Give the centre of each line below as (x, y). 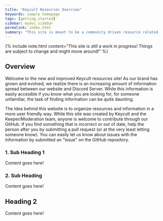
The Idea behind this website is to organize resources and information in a (80, 108)
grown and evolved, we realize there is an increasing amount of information (81, 83)
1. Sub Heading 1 (25, 152)
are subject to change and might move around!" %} (57, 51)
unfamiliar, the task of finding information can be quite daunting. (70, 99)
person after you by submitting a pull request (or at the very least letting (77, 129)
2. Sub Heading (24, 176)
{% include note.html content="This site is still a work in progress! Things (79, 46)
